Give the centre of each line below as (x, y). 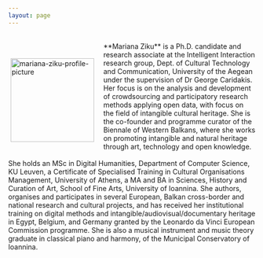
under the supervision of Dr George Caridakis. (178, 79)
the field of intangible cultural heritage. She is (177, 113)
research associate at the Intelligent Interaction (179, 54)
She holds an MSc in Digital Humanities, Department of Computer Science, (129, 163)
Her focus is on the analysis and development (177, 88)
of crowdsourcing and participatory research (176, 96)
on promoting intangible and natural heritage (175, 138)
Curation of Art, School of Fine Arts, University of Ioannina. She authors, (125, 188)
